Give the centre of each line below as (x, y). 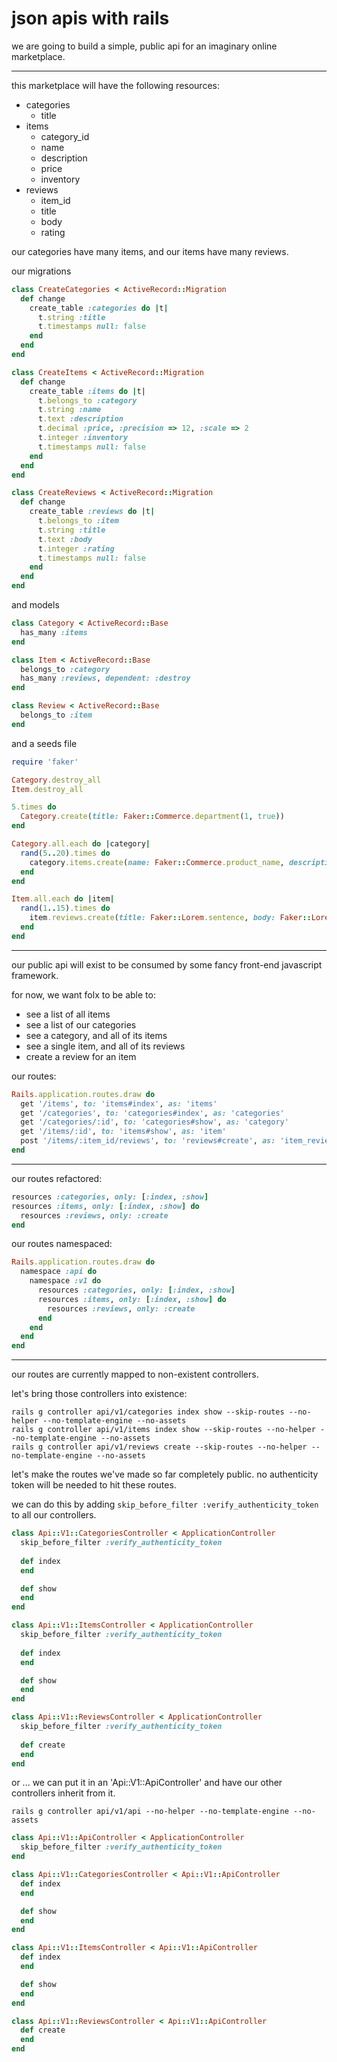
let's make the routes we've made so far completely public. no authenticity (165, 1474)
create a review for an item (81, 1056)
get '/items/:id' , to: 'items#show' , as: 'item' (123, 1132)
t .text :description (80, 419)
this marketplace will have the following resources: (115, 85)
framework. (35, 975)
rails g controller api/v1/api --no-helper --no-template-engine (150, 1812)
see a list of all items (68, 1014)
